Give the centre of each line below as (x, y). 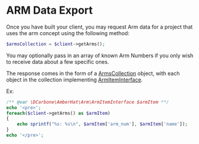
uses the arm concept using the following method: (68, 33)
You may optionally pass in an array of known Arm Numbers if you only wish (100, 55)
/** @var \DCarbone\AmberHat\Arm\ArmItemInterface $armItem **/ (88, 102)
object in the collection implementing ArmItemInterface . (74, 79)
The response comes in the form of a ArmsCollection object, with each (93, 73)
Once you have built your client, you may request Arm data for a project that (99, 27)
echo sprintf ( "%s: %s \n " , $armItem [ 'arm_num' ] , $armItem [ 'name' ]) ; (102, 124)
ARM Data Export (50, 10)
